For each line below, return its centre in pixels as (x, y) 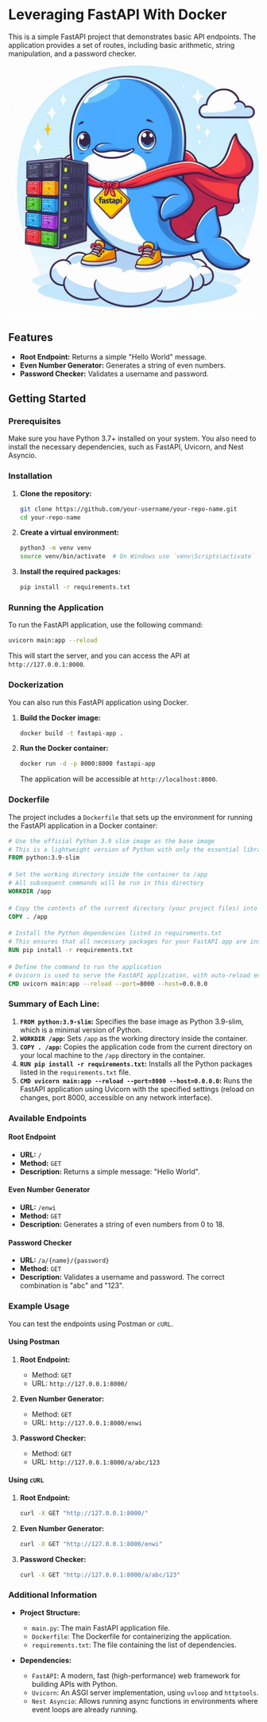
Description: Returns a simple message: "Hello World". (110, 1172)
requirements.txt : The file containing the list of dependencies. (134, 1645)
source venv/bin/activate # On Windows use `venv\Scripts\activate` (137, 557)
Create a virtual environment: (69, 533)
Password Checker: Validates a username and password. (114, 373)
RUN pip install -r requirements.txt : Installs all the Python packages (136, 1063)
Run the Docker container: (64, 748)
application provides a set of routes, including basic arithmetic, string (122, 45)
